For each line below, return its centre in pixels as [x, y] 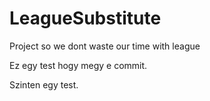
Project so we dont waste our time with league [105, 46]
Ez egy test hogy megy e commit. [78, 65]
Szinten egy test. [44, 84]
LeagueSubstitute [85, 18]
